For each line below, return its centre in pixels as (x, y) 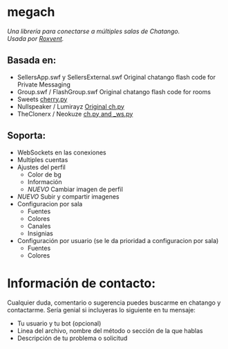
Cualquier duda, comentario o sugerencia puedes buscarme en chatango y (114, 303)
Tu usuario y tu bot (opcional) (59, 323)
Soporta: (27, 136)
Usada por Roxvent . (36, 38)
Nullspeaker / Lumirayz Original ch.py (70, 106)
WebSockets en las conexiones (62, 152)
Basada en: (32, 61)
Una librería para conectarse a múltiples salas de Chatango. (94, 31)
